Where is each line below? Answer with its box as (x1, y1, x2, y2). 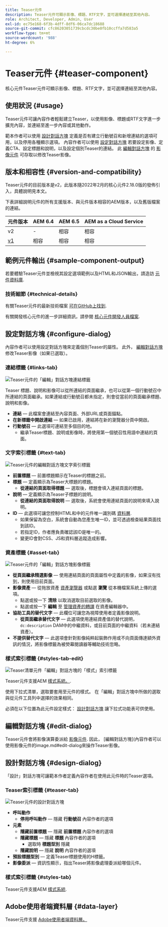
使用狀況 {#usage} (5, 102, 64, 110)
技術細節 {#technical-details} (5, 291, 78, 298)
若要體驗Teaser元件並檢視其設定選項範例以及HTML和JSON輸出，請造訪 (5, 270, 154, 276)
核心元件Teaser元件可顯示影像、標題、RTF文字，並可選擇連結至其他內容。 (5, 85, 160, 91)
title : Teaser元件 (5, 7, 42, 13)
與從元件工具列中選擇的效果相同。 (5, 695, 76, 701)
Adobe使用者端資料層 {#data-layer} (5, 902, 118, 911)
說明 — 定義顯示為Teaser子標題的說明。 (12, 491, 96, 497)
